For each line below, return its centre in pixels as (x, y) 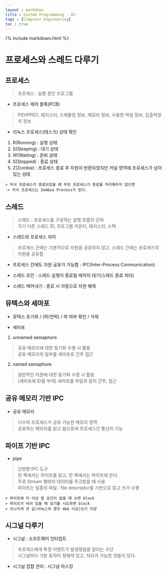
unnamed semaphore (35, 337)
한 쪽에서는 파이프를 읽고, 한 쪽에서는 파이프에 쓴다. (68, 475)
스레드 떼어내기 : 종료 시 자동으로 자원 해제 (54, 286)
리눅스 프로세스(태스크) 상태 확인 (45, 132)
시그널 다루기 (24, 525)
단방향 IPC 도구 (33, 469)
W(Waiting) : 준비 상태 (35, 155)
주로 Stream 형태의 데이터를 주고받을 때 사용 (61, 481)
